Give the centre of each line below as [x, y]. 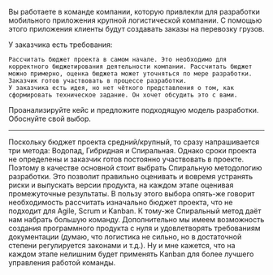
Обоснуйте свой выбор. [50, 118]
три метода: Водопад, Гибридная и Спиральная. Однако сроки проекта [133, 150]
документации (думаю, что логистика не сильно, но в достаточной [125, 237]
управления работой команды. [62, 262]
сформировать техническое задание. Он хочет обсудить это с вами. [123, 95]
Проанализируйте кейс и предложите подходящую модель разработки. [134, 110]
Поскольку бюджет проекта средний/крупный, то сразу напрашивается [134, 142]
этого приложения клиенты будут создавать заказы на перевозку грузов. [136, 29]
